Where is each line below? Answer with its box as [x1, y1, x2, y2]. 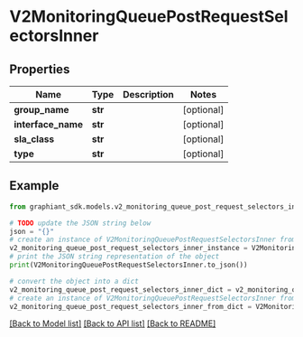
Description [123, 89, 174, 100]
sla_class [14, 133, 55, 145]
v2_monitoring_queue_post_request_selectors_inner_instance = [9, 244, 248, 253]
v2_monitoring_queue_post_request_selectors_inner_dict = [9, 285, 232, 295]
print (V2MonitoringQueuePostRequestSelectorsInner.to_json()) [9, 260, 248, 270]
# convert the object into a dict [9, 276, 140, 286]
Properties [9, 61, 70, 77]
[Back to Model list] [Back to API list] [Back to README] [9, 318, 216, 329]
